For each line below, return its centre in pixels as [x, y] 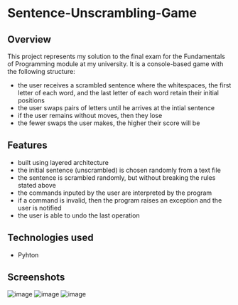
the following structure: [42, 71]
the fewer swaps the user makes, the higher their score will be [109, 123]
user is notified [39, 208]
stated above [37, 185]
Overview [29, 39]
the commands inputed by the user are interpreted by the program [115, 193]
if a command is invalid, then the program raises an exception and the [120, 200]
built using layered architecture [63, 162]
